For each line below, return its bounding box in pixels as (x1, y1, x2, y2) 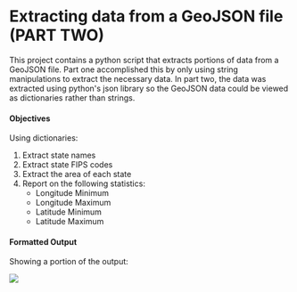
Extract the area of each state (21, 169, 132, 180)
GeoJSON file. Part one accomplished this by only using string (9, 64, 239, 75)
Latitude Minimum (35, 207, 103, 217)
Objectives (9, 113, 51, 124)
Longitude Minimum (35, 188, 110, 199)
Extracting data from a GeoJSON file (9, 6, 284, 27)
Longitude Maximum (35, 198, 111, 208)
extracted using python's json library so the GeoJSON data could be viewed (9, 83, 289, 93)
